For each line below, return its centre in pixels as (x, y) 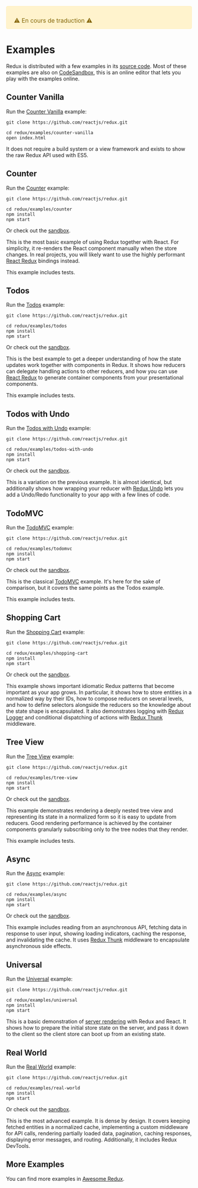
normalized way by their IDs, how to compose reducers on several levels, (95, 698)
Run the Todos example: (35, 305)
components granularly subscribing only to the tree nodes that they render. (97, 829)
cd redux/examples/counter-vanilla (50, 132)
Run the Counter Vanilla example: (47, 111)
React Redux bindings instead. (43, 261)
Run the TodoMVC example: (40, 528)
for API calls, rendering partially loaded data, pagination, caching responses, (99, 1134)
